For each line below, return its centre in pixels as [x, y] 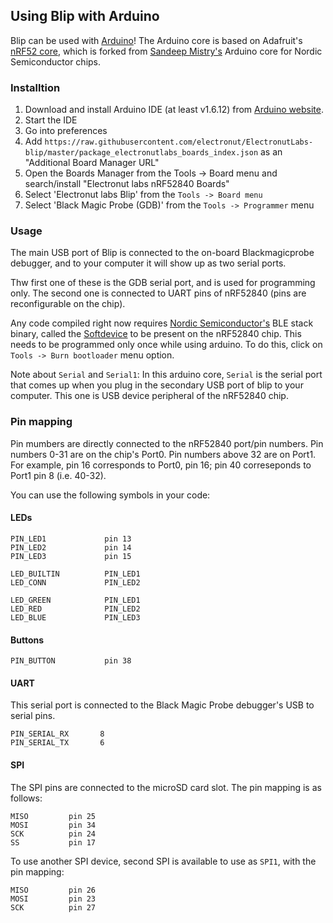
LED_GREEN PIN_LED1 [75, 600]
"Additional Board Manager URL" [92, 163]
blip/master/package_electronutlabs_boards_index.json [141, 153]
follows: [26, 798]
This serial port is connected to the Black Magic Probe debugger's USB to [162, 705]
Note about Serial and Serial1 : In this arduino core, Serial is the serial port [166, 375]
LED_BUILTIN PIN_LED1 [75, 574]
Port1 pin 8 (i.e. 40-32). [58, 475]
